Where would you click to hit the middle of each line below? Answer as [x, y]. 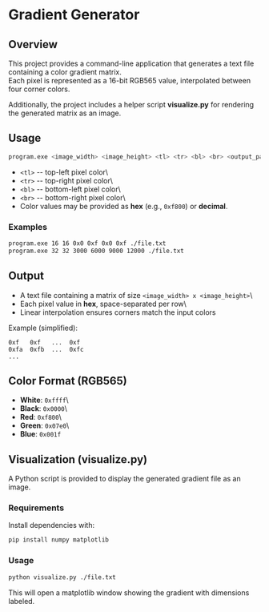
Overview [33, 44]
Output [26, 276]
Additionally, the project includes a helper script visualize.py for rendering [131, 105]
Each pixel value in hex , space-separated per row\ [103, 304]
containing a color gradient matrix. [65, 72]
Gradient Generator [74, 15]
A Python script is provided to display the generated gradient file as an [125, 479]
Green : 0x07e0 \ [44, 425]
